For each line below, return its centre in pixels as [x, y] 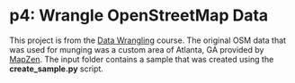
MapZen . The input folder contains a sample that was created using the [142, 59]
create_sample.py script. [56, 69]
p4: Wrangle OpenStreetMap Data [139, 16]
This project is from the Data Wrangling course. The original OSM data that [147, 40]
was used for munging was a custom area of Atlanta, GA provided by [137, 49]
